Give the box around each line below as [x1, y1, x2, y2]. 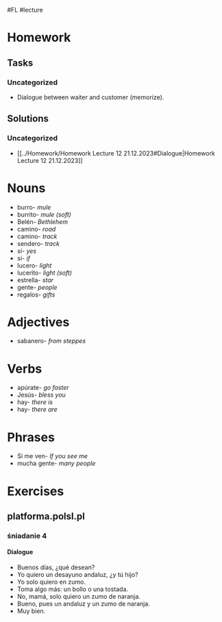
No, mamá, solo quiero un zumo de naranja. [16, 593, 140, 601]
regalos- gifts [16, 290, 56, 299]
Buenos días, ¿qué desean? [16, 563, 95, 571]
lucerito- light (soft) [16, 269, 73, 277]
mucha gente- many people [16, 459, 96, 468]
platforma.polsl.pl [7, 510, 86, 522]
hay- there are [16, 406, 58, 414]
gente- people [16, 283, 58, 291]
